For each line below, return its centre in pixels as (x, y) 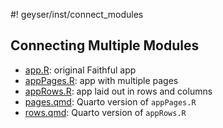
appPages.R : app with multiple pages (101, 80)
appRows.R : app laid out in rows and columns (118, 91)
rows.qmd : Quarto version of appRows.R (105, 112)
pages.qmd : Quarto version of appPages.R (110, 101)
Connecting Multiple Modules (105, 45)
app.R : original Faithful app (80, 70)
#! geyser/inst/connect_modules (77, 14)
